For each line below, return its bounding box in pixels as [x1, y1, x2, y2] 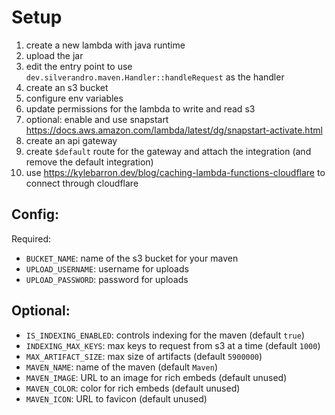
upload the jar [25, 49, 84, 61]
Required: [11, 232, 52, 245]
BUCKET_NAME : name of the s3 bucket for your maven [25, 252, 239, 264]
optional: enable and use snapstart [25, 113, 169, 125]
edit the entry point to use [25, 60, 133, 72]
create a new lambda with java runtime [25, 39, 186, 51]
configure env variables [25, 92, 124, 104]
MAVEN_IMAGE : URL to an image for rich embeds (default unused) [25, 371, 288, 383]
